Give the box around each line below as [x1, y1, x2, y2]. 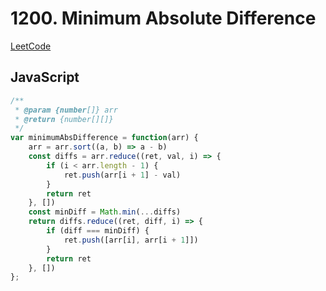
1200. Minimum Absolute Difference [10, 7, 317, 30]
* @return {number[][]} [14, 114, 114, 124]
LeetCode [10, 40, 52, 52]
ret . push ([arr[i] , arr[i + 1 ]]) [63, 235, 199, 245]
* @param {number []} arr [14, 105, 118, 115]
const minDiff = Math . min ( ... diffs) [28, 207, 182, 217]
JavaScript [10, 69, 80, 86]
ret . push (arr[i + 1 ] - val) [63, 170, 182, 180]
